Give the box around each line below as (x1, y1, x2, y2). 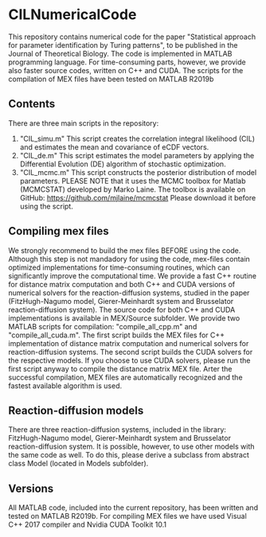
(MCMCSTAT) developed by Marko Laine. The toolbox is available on (19, 185, 246, 194)
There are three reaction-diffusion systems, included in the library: (8, 425, 227, 434)
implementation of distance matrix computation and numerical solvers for (8, 338, 249, 348)
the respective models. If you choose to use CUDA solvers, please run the (8, 356, 251, 365)
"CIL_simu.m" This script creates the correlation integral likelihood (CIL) (19, 134, 256, 143)
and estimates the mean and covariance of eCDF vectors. (19, 142, 209, 152)
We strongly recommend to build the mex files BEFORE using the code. (8, 245, 241, 255)
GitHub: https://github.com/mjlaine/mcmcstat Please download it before (19, 193, 256, 202)
